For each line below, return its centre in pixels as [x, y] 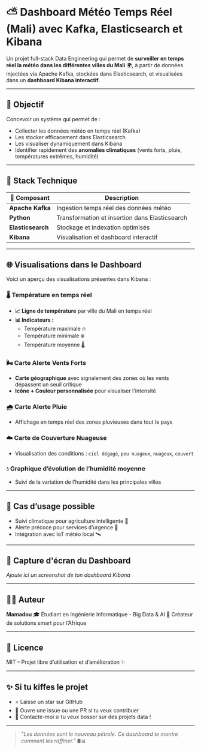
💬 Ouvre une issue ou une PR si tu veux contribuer [77, 710]
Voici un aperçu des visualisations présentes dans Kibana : [79, 279]
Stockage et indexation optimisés [103, 227]
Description [122, 197]
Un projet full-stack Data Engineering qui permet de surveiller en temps [95, 58]
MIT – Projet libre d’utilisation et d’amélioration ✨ [66, 662]
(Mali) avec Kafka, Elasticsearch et [95, 29]
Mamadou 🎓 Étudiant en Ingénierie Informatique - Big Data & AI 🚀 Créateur [100, 615]
